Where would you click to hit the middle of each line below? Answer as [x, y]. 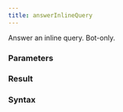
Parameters [31, 58]
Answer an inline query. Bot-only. [62, 38]
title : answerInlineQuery [50, 15]
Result [21, 79]
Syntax [22, 100]
